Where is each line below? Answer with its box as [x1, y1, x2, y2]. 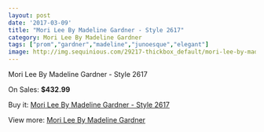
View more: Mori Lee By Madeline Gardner [8, 115, 146, 124]
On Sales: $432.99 [8, 85, 71, 94]
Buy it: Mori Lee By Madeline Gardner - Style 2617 [8, 100, 170, 109]
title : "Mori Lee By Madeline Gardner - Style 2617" [8, 26, 185, 34]
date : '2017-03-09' [8, 19, 72, 27]
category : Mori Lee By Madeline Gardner [8, 33, 143, 42]
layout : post [8, 11, 51, 20]
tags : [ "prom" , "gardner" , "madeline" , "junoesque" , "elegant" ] [8, 41, 210, 49]
